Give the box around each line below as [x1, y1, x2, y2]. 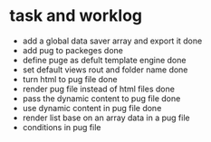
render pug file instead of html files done [22, 83, 175, 94]
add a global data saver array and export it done [22, 35, 203, 46]
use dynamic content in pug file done [22, 102, 162, 113]
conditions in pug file [22, 121, 101, 132]
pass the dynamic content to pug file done [22, 92, 181, 104]
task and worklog [9, 5, 143, 26]
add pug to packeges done [22, 44, 124, 55]
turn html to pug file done [22, 73, 118, 84]
